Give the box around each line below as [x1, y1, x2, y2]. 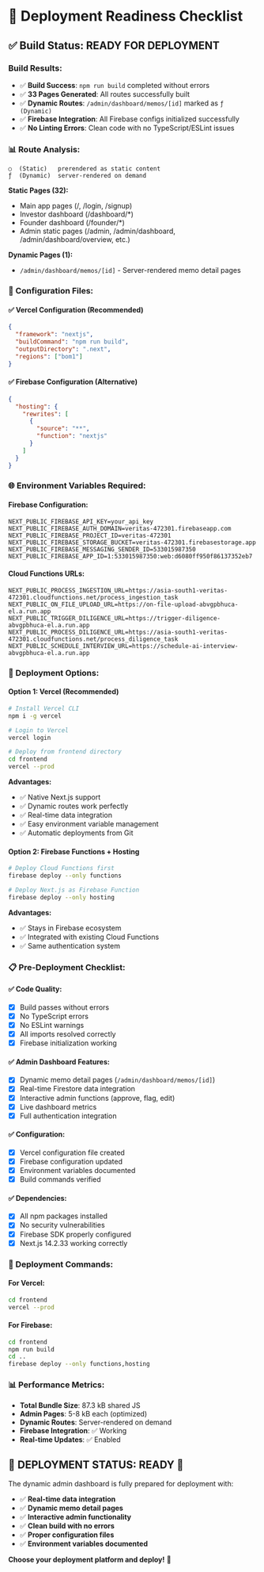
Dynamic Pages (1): [8, 250, 74, 260]
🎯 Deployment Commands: [8, 1259, 113, 1270]
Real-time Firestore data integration [19, 1084, 136, 1094]
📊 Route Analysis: [8, 144, 81, 155]
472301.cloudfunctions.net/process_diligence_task [8, 635, 179, 643]
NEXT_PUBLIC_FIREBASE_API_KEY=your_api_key [8, 517, 154, 526]
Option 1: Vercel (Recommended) [8, 687, 119, 696]
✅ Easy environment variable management [19, 819, 160, 829]
